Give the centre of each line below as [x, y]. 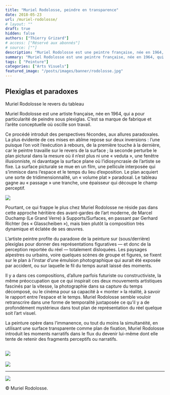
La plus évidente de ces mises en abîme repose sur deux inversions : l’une [83, 139]
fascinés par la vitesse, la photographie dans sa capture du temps [74, 286]
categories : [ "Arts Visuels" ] [37, 66]
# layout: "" [19, 24]
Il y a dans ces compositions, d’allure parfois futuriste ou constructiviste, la [83, 275]
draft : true [18, 29]
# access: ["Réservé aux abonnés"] [43, 43]
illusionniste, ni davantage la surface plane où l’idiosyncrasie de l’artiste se [83, 161]
